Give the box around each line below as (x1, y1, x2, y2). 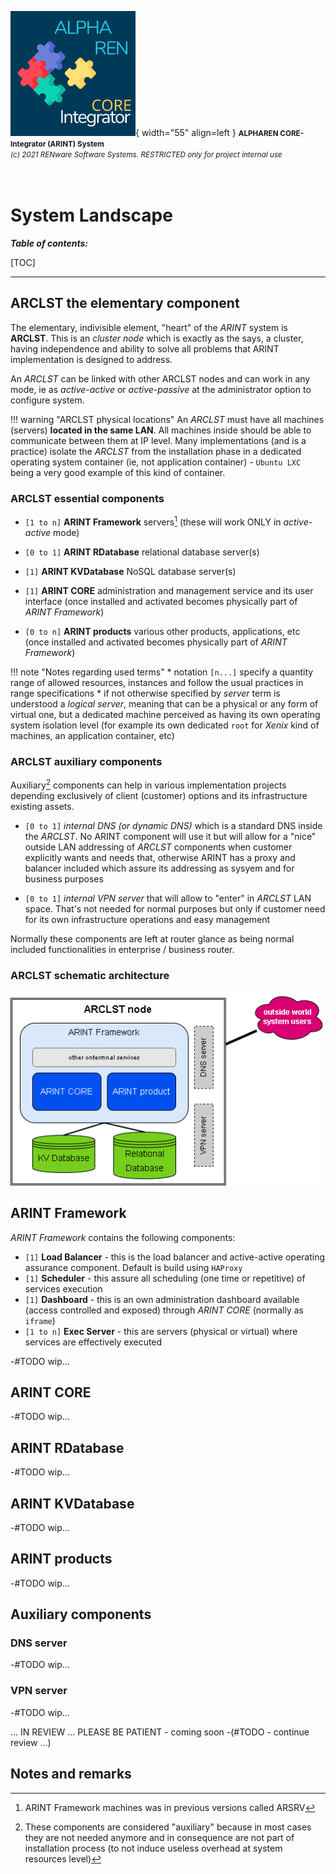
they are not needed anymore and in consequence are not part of (24, 1831, 295, 1843)
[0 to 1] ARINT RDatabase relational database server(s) (24, 546, 260, 558)
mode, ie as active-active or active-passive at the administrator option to (10, 383, 312, 395)
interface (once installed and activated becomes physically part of (24, 595, 298, 607)
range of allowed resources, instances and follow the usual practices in (10, 676, 304, 688)
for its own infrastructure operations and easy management (24, 913, 271, 925)
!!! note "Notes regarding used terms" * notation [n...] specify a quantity (10, 666, 314, 678)
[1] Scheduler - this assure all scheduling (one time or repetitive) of (24, 1272, 306, 1284)
